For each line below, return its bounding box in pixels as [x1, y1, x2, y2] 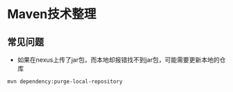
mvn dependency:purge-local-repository [7, 78, 123, 85]
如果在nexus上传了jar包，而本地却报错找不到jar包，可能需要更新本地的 [17, 56, 220, 64]
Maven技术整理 [7, 6, 97, 22]
